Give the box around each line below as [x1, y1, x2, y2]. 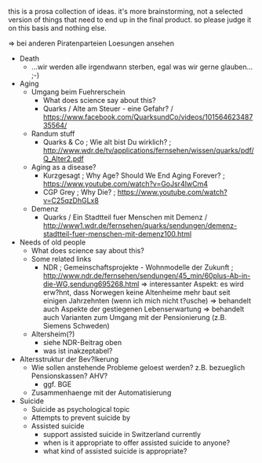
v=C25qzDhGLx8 [42, 196, 100, 205]
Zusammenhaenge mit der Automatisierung [31, 388, 172, 397]
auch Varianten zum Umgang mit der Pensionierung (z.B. [42, 313, 227, 322]
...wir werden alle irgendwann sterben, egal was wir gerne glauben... [31, 62, 253, 72]
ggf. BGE [42, 380, 72, 388]
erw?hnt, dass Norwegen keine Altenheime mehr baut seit [42, 288, 231, 297]
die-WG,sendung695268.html [42, 279, 140, 288]
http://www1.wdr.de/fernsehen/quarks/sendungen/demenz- [42, 221, 238, 230]
